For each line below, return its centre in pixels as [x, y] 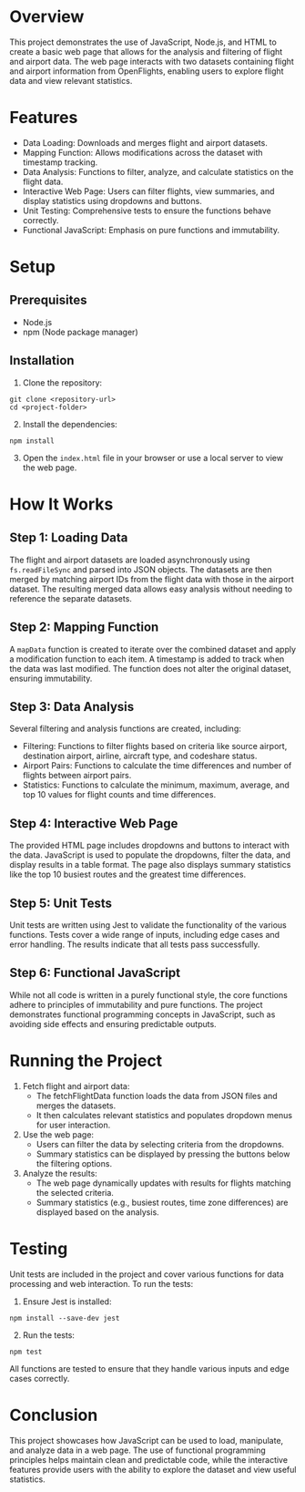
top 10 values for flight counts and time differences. [119, 795]
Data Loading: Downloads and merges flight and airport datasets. [145, 142]
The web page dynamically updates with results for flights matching [163, 1183]
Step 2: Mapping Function [84, 628]
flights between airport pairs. [77, 776]
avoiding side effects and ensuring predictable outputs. [113, 1024]
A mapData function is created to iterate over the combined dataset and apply [153, 649]
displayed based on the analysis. [97, 1212]
